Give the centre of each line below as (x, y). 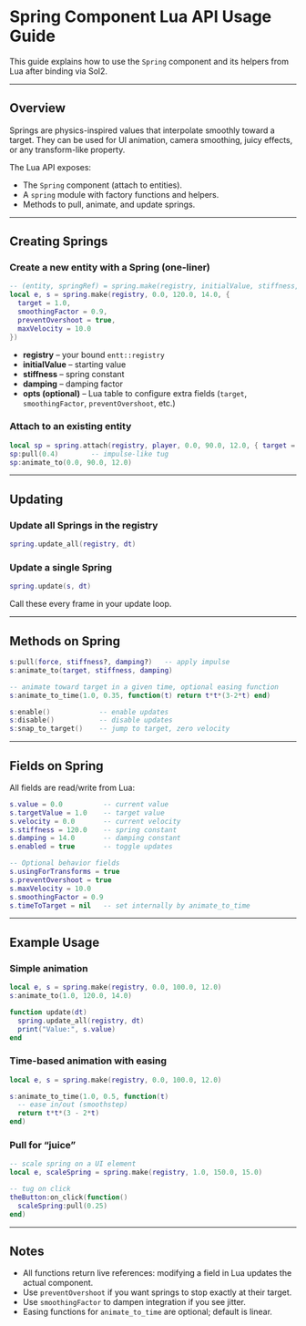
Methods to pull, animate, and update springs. (109, 204)
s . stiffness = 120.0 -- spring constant (93, 830)
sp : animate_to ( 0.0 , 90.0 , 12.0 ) (71, 462)
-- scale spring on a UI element (73, 1164)
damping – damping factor (72, 384)
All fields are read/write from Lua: (72, 787)
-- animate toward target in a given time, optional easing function (144, 687)
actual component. (58, 1283)
